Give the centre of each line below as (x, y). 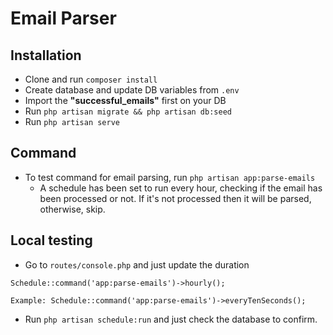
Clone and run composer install (91, 79)
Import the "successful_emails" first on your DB (125, 100)
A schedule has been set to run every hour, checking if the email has (181, 188)
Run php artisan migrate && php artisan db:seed (128, 111)
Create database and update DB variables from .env (132, 90)
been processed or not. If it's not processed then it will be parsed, (175, 198)
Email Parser (63, 18)
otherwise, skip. (72, 209)
